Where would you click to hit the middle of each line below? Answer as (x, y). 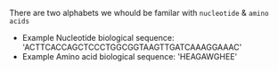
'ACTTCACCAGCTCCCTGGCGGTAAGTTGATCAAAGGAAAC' (132, 47)
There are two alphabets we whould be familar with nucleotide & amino (139, 13)
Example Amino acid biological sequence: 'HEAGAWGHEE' (130, 56)
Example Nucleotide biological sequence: (98, 38)
